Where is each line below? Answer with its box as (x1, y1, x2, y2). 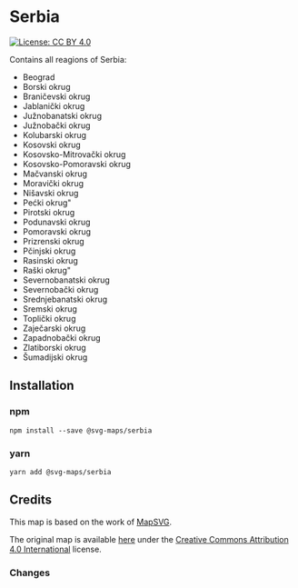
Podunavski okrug (22, 216, 91, 227)
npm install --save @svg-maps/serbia (9, 425, 153, 435)
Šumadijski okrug (22, 352, 88, 363)
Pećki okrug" (22, 197, 72, 208)
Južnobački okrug (22, 120, 91, 131)
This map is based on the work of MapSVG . (9, 516, 173, 527)
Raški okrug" (22, 264, 71, 275)
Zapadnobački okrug (22, 332, 102, 343)
